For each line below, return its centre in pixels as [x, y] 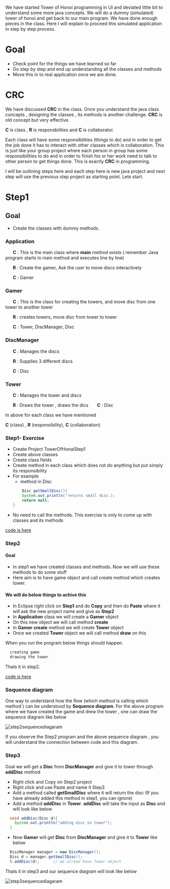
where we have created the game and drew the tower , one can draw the [81, 712]
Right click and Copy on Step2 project [52, 782]
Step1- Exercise [25, 438]
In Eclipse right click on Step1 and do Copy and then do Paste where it [87, 606]
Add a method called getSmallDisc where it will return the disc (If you [86, 793]
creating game [25, 652]
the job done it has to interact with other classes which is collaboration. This [85, 145]
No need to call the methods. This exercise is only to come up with [82, 515]
